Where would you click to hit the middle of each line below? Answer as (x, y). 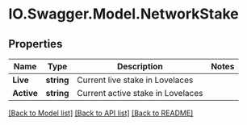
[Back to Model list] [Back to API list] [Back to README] (101, 113)
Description (140, 67)
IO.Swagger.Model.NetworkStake (124, 14)
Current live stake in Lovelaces (135, 80)
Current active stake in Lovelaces (140, 93)
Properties (36, 44)
